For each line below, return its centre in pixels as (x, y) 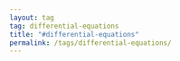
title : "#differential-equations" (75, 34)
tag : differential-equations (64, 26)
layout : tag (32, 17)
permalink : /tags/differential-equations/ (90, 43)
